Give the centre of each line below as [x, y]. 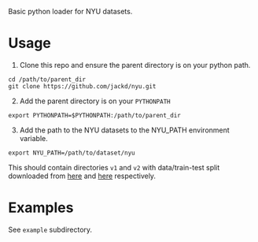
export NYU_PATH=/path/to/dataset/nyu [72, 153]
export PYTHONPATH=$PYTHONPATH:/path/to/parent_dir [94, 115]
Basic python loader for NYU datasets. [70, 11]
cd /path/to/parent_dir [47, 79]
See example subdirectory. [50, 229]
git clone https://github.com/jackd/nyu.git [82, 86]
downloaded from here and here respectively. [82, 176]
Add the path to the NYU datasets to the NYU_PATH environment [124, 130]
